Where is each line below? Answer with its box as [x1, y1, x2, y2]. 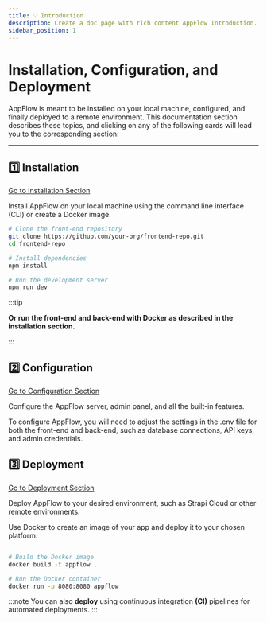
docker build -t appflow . [8, 560, 98, 569]
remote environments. [8, 507, 81, 516]
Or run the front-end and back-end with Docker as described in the [8, 313, 234, 323]
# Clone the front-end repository [8, 225, 123, 233]
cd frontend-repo [8, 239, 66, 247]
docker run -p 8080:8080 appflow [8, 582, 119, 590]
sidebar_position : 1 [8, 26, 77, 34]
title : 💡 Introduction [8, 11, 84, 20]
